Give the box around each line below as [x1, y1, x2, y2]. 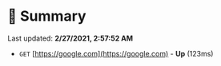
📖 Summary [7, 7, 86, 25]
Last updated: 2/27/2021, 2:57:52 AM [7, 33, 134, 43]
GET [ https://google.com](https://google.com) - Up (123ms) [18, 49, 214, 58]
